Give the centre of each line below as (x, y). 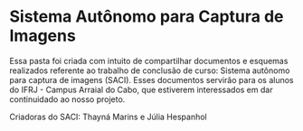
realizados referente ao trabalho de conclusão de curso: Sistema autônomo (150, 70)
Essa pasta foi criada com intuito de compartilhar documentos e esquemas (149, 61)
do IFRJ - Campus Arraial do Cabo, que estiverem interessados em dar (141, 89)
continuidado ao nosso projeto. (67, 99)
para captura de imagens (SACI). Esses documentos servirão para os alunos (151, 80)
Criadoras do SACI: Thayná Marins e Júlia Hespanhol (108, 117)
